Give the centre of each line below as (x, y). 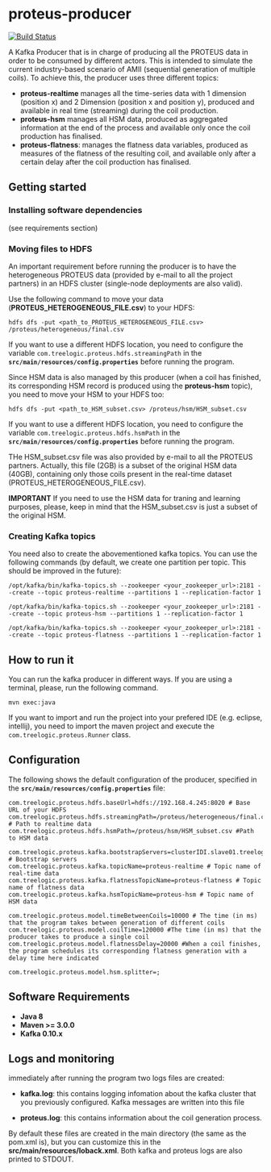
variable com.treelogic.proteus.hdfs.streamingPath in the (105, 352)
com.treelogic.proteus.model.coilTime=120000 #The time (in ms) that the (135, 930)
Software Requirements (69, 997)
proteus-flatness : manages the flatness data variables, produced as (134, 144)
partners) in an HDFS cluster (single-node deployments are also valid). (126, 283)
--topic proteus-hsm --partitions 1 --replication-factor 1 (140, 614)
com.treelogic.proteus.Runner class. (70, 735)
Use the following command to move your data (86, 298)
